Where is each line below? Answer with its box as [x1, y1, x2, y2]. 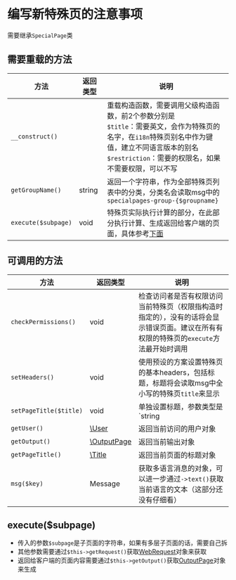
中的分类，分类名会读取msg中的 [114, 187, 220, 197]
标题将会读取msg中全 [152, 378, 223, 387]
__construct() [11, 132, 58, 141]
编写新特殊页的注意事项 [7, 6, 143, 22]
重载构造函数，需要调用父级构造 [107, 100, 213, 110]
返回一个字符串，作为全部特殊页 [107, 176, 213, 186]
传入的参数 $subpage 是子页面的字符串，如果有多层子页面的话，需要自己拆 [17, 539, 228, 547]
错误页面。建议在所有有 [145, 323, 223, 333]
